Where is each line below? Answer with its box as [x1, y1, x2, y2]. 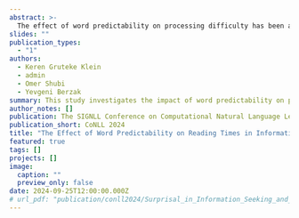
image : [9, 162, 34, 171]
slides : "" [9, 29, 50, 38]
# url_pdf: [9, 195, 50, 205]
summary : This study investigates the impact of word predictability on [9, 95, 285, 105]
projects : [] [9, 153, 58, 163]
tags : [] [9, 145, 42, 154]
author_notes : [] [9, 104, 74, 113]
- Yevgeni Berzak [17, 87, 82, 96]
